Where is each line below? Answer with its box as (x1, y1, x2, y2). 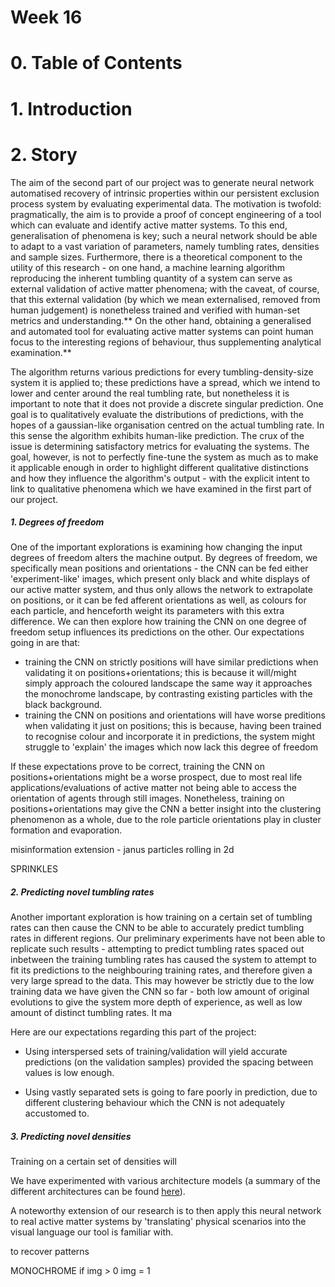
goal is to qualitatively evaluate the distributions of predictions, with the (10, 408, 304, 420)
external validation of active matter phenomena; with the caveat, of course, (10, 282, 320, 295)
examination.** (10, 346, 72, 358)
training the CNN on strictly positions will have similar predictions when (24, 656, 319, 668)
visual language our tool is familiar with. (10, 1226, 174, 1238)
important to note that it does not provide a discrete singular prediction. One (10, 397, 324, 410)
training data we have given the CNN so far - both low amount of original (10, 986, 310, 998)
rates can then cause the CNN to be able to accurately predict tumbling (10, 922, 305, 934)
